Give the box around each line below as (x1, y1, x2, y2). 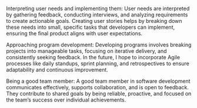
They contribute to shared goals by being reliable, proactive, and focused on (6, 90, 192, 97)
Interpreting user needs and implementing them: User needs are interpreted (6, 5, 190, 12)
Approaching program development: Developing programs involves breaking (6, 41, 192, 48)
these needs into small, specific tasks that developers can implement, (6, 23, 175, 31)
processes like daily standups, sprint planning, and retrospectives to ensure (6, 60, 189, 67)
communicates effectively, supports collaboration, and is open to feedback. (6, 84, 189, 90)
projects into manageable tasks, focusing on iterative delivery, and (6, 48, 167, 55)
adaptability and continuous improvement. (6, 66, 109, 73)
